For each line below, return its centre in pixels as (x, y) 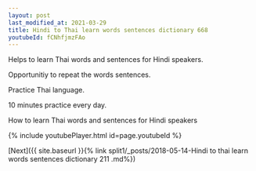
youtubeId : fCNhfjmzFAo (47, 37)
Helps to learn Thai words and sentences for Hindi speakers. (106, 60)
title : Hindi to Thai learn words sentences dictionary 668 (108, 30)
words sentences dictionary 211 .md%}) (72, 159)
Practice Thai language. (46, 90)
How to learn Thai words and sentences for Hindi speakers (103, 120)
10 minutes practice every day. (58, 105)
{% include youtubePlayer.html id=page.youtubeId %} (95, 136)
